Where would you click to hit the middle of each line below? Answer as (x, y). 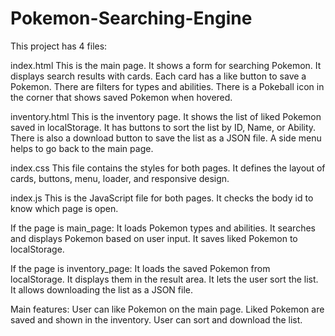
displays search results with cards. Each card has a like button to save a (158, 76)
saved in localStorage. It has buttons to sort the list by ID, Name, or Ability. (163, 127)
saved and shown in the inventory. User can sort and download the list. (156, 319)
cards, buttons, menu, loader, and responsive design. (120, 178)
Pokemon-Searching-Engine (131, 18)
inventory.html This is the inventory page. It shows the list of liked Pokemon (166, 116)
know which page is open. (64, 208)
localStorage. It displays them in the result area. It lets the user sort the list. (164, 279)
